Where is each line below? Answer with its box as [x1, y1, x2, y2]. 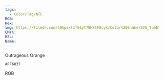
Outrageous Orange [5, 52, 45, 58]
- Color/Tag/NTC [9, 12, 42, 17]
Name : [5, 39, 16, 44]
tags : [5, 7, 16, 12]
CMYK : [5, 30, 16, 35]
